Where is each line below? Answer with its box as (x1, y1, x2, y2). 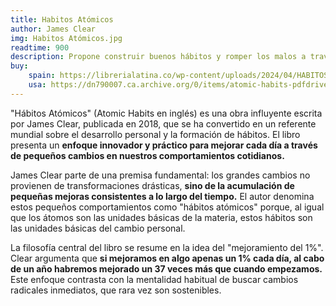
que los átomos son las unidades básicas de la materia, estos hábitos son (10, 211, 313, 223)
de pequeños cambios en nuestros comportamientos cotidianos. (10, 149, 285, 161)
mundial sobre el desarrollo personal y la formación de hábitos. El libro (10, 128, 301, 140)
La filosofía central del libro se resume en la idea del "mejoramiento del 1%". (10, 241, 324, 253)
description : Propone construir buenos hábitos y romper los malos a (10, 52, 307, 62)
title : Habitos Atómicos (10, 14, 114, 25)
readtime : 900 (10, 42, 70, 53)
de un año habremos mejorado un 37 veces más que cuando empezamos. (10, 262, 323, 275)
